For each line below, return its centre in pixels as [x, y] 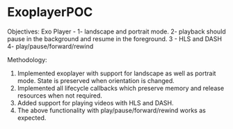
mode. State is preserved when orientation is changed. [96, 80]
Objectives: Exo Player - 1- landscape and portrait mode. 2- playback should [116, 31]
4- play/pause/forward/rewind [50, 46]
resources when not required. [60, 96]
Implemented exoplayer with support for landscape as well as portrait [116, 73]
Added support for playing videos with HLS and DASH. [95, 103]
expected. [32, 117]
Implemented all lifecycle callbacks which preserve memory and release [121, 88]
